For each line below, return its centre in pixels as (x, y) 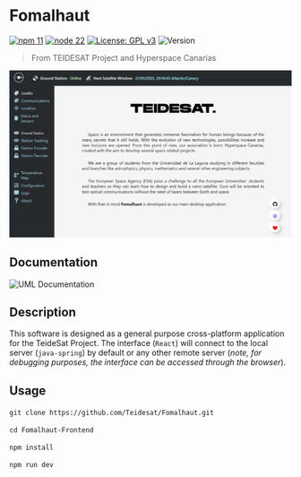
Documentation (54, 262)
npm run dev (31, 465)
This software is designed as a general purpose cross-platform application (147, 334)
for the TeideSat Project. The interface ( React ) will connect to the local (139, 343)
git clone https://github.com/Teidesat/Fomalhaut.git (112, 413)
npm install (31, 448)
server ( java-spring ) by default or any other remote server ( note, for (136, 353)
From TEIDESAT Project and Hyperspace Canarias (124, 57)
